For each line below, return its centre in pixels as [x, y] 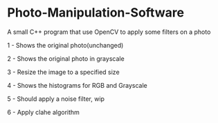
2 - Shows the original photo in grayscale [66, 58]
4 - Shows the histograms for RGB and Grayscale [77, 85]
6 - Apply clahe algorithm [43, 112]
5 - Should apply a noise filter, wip [56, 99]
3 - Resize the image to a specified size [63, 72]
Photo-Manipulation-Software [96, 13]
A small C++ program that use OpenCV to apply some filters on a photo [109, 32]
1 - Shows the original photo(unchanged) [65, 45]
